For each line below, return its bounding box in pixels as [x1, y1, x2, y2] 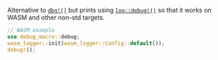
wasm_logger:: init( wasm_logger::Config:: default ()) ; [7, 40, 165, 47]
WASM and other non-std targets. [7, 13, 105, 22]
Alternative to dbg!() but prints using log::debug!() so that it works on [7, 6, 212, 14]
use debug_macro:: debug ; [7, 33, 80, 40]
